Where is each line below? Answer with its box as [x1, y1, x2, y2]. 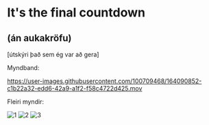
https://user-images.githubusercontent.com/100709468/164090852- [7, 77, 202, 85]
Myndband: [7, 64, 40, 71]
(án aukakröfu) [7, 32, 72, 44]
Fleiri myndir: [7, 98, 45, 106]
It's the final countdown [7, 5, 146, 21]
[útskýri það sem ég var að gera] [7, 50, 99, 58]
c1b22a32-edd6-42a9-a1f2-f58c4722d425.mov [7, 84, 143, 92]
